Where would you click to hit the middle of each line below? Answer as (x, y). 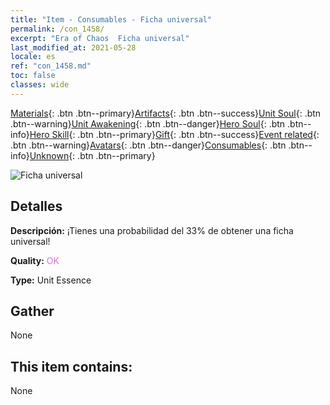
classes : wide (40, 85)
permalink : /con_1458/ (57, 29)
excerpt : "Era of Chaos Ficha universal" (100, 38)
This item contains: (71, 366)
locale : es (33, 57)
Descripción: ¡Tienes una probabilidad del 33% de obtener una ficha (152, 230)
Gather (32, 311)
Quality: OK (35, 260)
